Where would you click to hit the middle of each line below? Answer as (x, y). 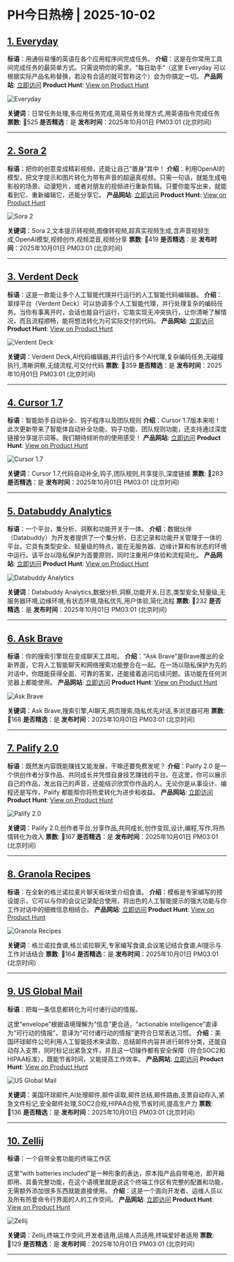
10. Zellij (25, 1141)
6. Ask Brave (35, 639)
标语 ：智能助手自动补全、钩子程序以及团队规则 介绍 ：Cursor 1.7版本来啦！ (114, 421)
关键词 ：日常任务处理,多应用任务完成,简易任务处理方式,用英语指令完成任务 (114, 113)
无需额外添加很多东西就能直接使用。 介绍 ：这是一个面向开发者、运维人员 (112, 1191)
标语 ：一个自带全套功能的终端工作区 (59, 1159)
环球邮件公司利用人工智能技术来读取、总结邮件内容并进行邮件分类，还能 (117, 1042)
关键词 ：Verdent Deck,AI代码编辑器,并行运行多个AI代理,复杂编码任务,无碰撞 (116, 356)
